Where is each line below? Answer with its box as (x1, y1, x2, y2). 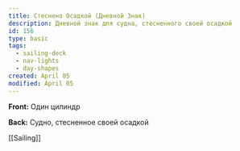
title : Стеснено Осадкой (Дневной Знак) (8, 11, 147, 20)
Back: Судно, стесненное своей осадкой (8, 117, 149, 127)
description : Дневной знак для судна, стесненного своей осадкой (8, 19, 232, 27)
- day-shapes (15, 65, 60, 73)
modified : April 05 (8, 79, 74, 87)
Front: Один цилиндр (8, 102, 81, 111)
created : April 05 (8, 72, 70, 80)
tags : (8, 42, 27, 50)
